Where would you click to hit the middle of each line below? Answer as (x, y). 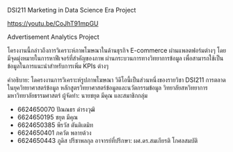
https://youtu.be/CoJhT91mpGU (53, 23)
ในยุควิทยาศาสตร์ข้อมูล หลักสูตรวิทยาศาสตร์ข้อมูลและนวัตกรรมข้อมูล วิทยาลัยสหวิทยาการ (107, 87)
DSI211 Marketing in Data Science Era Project (72, 10)
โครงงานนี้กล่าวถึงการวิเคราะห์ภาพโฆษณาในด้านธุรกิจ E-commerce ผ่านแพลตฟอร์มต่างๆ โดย (117, 50)
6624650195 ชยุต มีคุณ (48, 117)
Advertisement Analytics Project (53, 37)
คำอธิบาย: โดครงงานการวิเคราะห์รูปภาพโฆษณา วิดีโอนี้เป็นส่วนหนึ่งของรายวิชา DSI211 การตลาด (116, 80)
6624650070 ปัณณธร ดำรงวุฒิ (56, 109)
